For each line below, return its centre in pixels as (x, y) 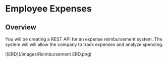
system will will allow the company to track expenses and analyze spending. (85, 44)
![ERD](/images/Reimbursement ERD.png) (48, 54)
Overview (21, 27)
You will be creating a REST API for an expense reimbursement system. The (84, 39)
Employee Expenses (48, 9)
